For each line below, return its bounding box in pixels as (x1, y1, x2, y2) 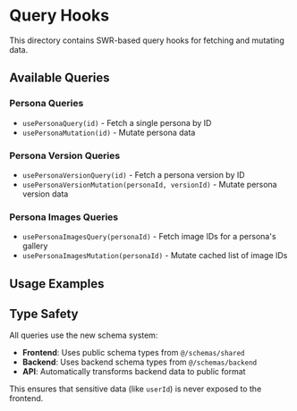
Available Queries (9, 71, 110, 86)
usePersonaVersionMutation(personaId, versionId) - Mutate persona (21, 179, 277, 189)
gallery (21, 240, 48, 251)
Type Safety (9, 306, 79, 322)
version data (21, 189, 69, 199)
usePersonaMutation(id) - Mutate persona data (21, 127, 196, 138)
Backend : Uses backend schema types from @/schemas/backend (21, 356, 258, 367)
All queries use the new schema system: (9, 330, 158, 340)
